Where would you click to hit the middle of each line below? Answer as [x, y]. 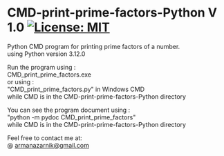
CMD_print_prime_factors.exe [49, 75]
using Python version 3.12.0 [46, 54]
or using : [21, 81]
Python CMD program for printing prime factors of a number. [94, 46]
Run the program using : [41, 67]
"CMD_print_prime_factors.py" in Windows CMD [76, 89]
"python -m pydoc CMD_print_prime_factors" [72, 117]
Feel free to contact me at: [45, 138]
